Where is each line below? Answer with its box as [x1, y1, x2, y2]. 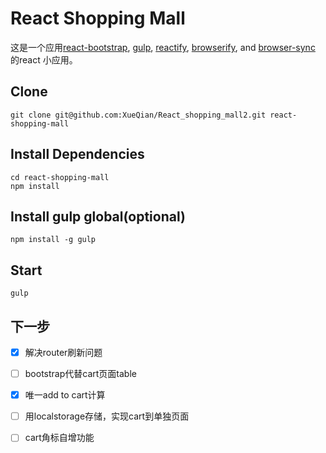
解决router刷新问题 [24, 347, 103, 358]
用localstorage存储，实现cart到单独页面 [24, 410, 190, 422]
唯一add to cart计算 [24, 389, 106, 401]
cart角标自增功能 [24, 432, 95, 444]
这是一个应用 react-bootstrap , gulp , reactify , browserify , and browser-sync [10, 41, 316, 53]
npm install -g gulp [10, 235, 97, 245]
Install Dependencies [10, 146, 145, 163]
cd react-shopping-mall [10, 172, 110, 182]
